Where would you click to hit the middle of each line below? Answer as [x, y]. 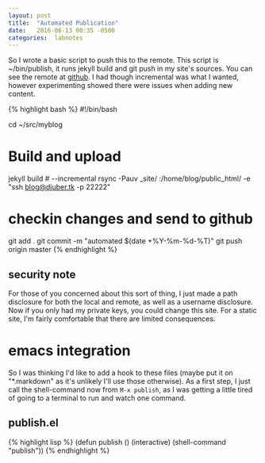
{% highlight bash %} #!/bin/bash [63, 109]
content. [22, 94]
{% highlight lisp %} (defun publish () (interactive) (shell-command [117, 442]
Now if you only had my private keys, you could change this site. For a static [133, 310]
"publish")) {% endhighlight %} [59, 450]
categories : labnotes [46, 38]
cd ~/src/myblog [36, 124]
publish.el [33, 423]
